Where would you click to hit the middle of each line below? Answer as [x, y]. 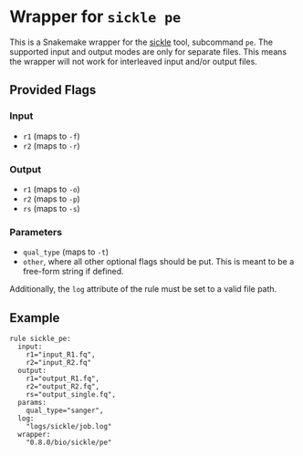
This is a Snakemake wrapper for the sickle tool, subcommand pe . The [141, 42]
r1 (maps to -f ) [51, 136]
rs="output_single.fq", [71, 395]
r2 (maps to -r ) [51, 145]
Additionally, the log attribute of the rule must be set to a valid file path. [143, 289]
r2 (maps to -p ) [51, 199]
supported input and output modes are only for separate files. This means [148, 51]
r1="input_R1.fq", [61, 355]
